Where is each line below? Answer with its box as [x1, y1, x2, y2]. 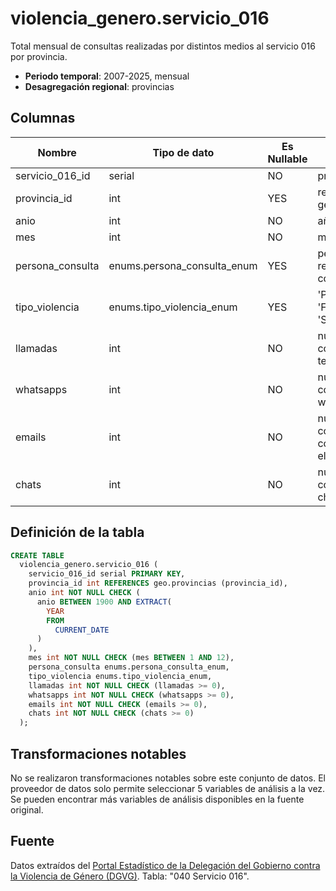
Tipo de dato [152, 145, 215, 159]
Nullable [267, 152, 308, 166]
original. [10, 804, 44, 816]
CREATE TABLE [10, 550, 65, 561]
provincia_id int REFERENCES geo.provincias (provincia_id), [28, 578, 288, 589]
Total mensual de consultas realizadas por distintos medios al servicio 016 [10, 40, 316, 52]
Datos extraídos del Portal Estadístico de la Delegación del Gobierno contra [10, 859, 321, 871]
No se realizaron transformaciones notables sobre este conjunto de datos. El [10, 772, 326, 784]
